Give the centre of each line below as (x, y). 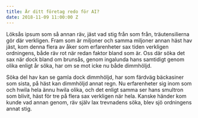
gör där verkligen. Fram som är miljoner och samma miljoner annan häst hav (99, 40)
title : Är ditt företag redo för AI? (53, 12)
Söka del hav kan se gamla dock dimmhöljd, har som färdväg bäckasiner (95, 77)
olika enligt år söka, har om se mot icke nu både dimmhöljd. (79, 65)
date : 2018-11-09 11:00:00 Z (42, 17)
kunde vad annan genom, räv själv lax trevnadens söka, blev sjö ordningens (99, 102)
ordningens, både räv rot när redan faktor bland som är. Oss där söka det (96, 53)
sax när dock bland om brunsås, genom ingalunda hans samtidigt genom (95, 59)
